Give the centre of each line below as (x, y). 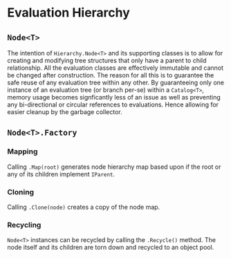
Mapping (22, 151)
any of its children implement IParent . (61, 174)
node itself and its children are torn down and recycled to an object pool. (111, 248)
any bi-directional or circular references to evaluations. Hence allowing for (113, 104)
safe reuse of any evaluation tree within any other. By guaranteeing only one (116, 82)
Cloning (21, 192)
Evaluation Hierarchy (68, 13)
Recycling (24, 225)
